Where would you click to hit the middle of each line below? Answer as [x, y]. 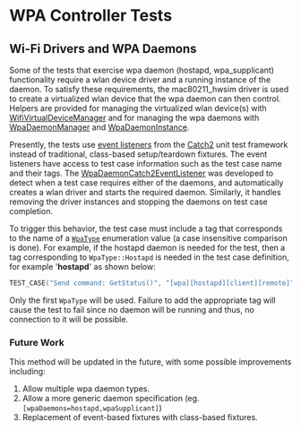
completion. [31, 211]
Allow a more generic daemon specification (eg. [111, 399]
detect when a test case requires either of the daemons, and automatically [146, 183]
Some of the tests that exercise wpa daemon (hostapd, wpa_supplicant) [142, 70]
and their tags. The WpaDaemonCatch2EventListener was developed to [142, 173]
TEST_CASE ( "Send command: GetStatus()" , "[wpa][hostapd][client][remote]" [152, 283]
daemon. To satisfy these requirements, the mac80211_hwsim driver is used [149, 89]
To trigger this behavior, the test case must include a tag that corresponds [146, 228]
